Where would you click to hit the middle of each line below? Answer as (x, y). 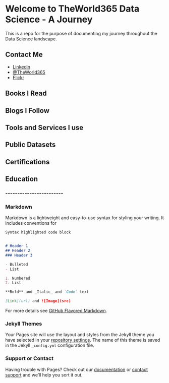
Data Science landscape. (31, 39)
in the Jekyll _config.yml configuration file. (50, 345)
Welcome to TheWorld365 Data (72, 9)
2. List (13, 283)
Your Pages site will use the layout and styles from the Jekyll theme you (80, 335)
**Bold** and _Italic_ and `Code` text (47, 292)
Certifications (27, 162)
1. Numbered (18, 278)
